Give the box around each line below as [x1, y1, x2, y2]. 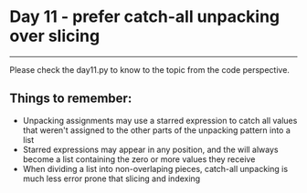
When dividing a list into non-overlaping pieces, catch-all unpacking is [22, 163, 289, 174]
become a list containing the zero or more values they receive [22, 153, 256, 165]
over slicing [9, 25, 101, 46]
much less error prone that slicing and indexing [22, 173, 201, 184]
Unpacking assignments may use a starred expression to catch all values [22, 115, 298, 126]
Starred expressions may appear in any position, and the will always [22, 144, 279, 155]
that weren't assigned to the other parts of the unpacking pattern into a [22, 125, 291, 136]
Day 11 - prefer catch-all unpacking [9, 6, 281, 27]
